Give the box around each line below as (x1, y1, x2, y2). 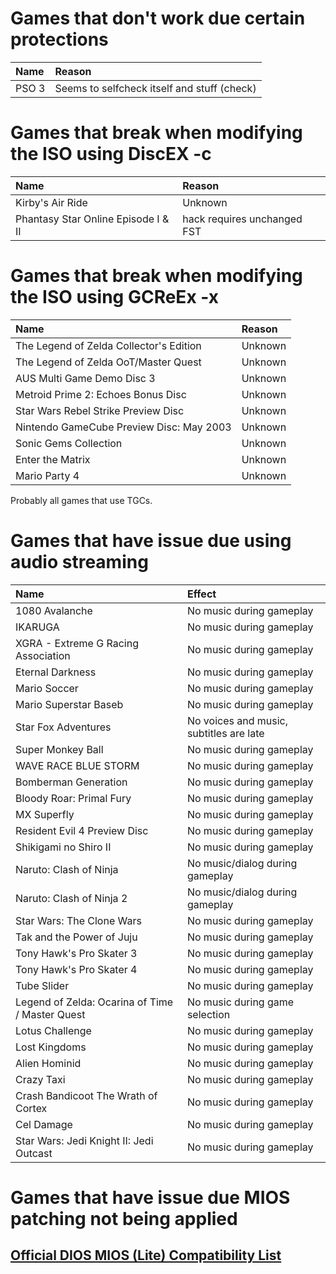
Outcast (15, 1146, 53, 1160)
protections (10, 28, 109, 51)
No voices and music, (186, 713, 288, 727)
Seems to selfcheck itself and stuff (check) (54, 81, 257, 95)
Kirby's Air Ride (15, 195, 88, 209)
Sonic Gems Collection (15, 436, 123, 450)
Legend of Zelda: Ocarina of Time (15, 995, 174, 1009)
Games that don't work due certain (10, 7, 306, 30)
